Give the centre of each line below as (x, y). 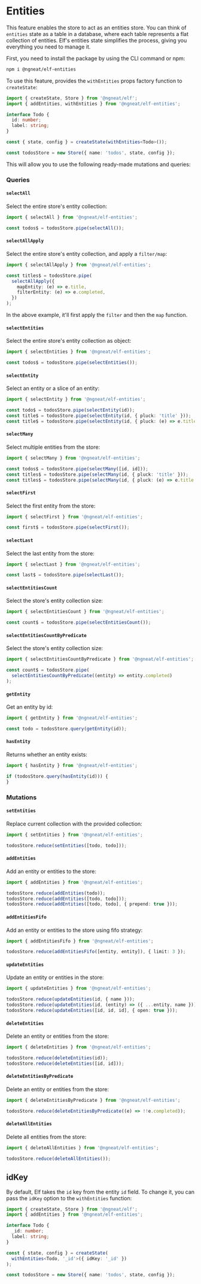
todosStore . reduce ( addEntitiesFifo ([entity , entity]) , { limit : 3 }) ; (96, 952)
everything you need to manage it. (48, 47)
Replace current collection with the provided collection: (74, 824)
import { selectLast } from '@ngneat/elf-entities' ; (73, 564)
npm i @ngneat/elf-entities (41, 69)
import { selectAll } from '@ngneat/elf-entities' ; (72, 217)
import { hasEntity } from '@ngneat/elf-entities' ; (72, 766)
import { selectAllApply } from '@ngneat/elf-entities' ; (79, 265)
